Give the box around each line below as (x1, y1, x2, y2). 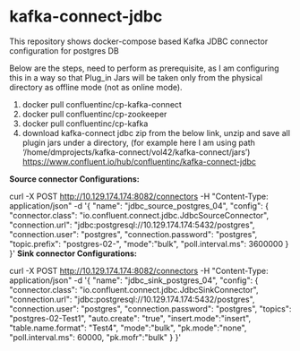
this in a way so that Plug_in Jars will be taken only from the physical (9, 72, 262, 82)
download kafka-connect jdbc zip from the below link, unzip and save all (21, 127, 291, 138)
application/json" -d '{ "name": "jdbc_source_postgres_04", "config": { (9, 200, 269, 211)
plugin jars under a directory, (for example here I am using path (21, 137, 255, 148)
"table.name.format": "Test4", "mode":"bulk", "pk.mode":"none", (9, 322, 247, 333)
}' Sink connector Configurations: (9, 248, 137, 259)
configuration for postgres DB (9, 45, 119, 56)
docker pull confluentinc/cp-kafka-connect (21, 98, 182, 109)
